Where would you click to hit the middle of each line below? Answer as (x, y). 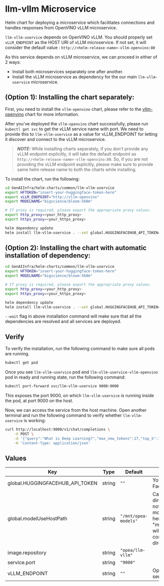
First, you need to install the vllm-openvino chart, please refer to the (73, 109)
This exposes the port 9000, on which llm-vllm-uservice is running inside (80, 395)
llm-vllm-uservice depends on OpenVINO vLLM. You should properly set (79, 37)
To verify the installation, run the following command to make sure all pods (80, 349)
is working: (35, 420)
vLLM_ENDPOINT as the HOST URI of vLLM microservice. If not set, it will (76, 42)
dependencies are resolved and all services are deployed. (63, 322)
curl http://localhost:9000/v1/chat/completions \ (58, 429)
